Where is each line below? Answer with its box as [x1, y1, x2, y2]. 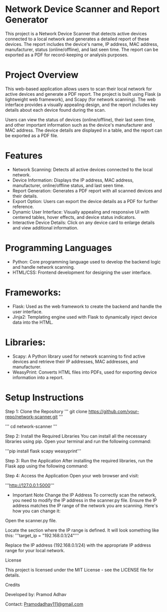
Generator [5, 14, 48, 25]
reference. [12, 204, 34, 209]
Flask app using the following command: [5, 463, 88, 469]
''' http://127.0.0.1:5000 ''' [5, 482, 55, 488]
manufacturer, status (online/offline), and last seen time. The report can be [5, 46, 159, 52]
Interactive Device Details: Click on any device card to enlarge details [12, 219, 155, 225]
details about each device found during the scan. [5, 107, 106, 113]
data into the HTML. [12, 319, 54, 325]
